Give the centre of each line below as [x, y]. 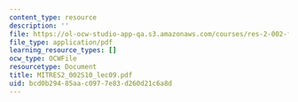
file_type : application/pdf [61, 42]
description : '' [39, 26]
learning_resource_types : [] [63, 51]
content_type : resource [53, 17]
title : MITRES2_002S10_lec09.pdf [71, 75]
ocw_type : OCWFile [43, 59]
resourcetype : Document [53, 67]
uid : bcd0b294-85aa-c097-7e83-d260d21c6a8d [91, 83]
